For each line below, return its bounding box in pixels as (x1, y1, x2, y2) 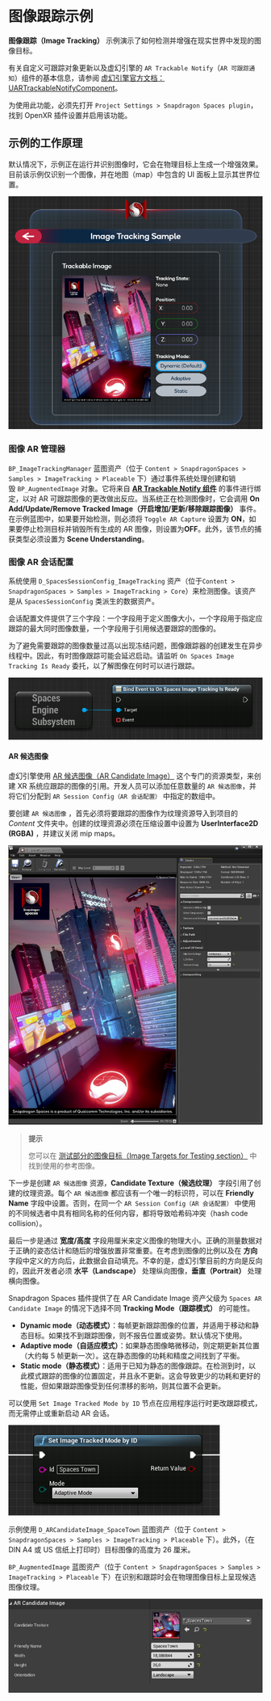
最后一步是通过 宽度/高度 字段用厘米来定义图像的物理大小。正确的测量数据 (8, 1236, 256, 1245)
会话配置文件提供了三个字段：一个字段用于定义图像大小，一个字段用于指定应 (8, 613, 263, 623)
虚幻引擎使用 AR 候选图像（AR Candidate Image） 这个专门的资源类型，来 (8, 771, 255, 781)
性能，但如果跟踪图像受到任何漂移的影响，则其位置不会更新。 (19, 1381, 226, 1391)
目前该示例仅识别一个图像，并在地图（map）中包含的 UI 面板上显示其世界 (8, 169, 253, 179)
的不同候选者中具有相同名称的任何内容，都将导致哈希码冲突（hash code (8, 1208, 248, 1218)
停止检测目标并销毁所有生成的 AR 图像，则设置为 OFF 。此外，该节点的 (22, 524, 255, 533)
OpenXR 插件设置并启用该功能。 (23, 110, 132, 120)
